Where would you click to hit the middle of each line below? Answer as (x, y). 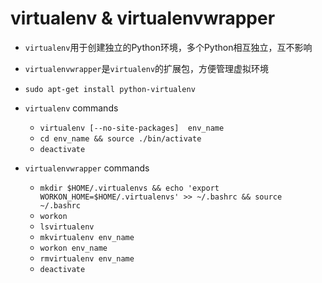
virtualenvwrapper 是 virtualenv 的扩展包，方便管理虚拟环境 (147, 68)
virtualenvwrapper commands (87, 168)
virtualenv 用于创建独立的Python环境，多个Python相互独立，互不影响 (168, 47)
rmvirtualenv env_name (87, 258)
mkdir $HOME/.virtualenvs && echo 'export (129, 188)
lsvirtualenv (67, 227)
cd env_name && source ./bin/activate (120, 138)
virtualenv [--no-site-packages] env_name (132, 128)
